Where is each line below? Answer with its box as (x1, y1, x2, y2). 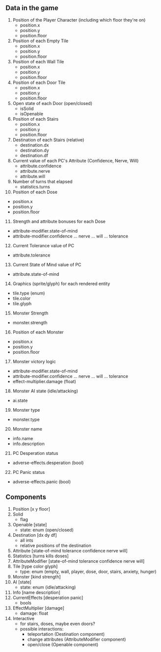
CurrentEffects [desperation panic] (12, 595, 83, 600)
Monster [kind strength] (12, 574, 61, 579)
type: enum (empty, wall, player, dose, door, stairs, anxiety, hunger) (20, 569, 157, 574)
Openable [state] (12, 522, 47, 527)
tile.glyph (12, 300, 32, 306)
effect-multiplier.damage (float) (12, 378, 77, 384)
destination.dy (20, 147, 49, 153)
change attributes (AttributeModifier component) (27, 636, 126, 642)
